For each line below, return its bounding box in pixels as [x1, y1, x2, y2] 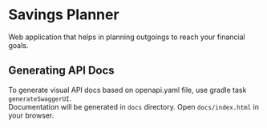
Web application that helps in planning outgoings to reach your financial [8, 32, 246, 42]
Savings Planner [8, 6, 119, 24]
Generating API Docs [8, 64, 115, 78]
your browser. [8, 110, 55, 120]
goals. [8, 40, 29, 50]
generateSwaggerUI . [8, 94, 72, 103]
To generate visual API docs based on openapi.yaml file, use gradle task [8, 85, 247, 94]
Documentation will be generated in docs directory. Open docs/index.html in [8, 102, 259, 111]
